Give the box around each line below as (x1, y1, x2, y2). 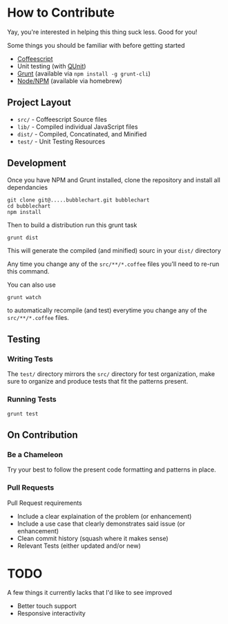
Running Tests (7, 395, 57, 404)
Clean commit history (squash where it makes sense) (17, 534, 169, 542)
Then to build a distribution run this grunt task (7, 220, 137, 229)
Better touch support (17, 602, 77, 610)
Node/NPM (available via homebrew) (17, 76, 122, 84)
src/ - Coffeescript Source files (17, 115, 107, 123)
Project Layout (7, 97, 71, 109)
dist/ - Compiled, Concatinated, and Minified (17, 130, 147, 138)
